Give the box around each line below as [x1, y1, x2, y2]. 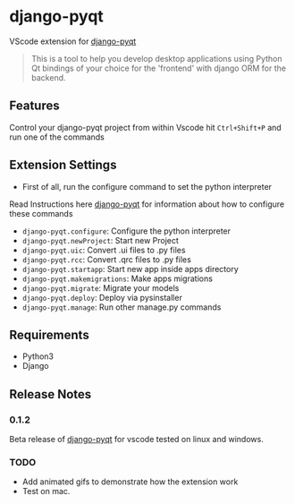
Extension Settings [9, 158, 117, 173]
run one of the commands [9, 132, 105, 142]
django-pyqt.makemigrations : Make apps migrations [21, 273, 213, 284]
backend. [30, 72, 66, 82]
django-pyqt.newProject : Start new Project [21, 235, 179, 245]
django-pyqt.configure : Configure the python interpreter [21, 226, 231, 236]
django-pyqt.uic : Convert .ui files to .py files [21, 244, 186, 255]
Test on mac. [21, 486, 71, 497]
